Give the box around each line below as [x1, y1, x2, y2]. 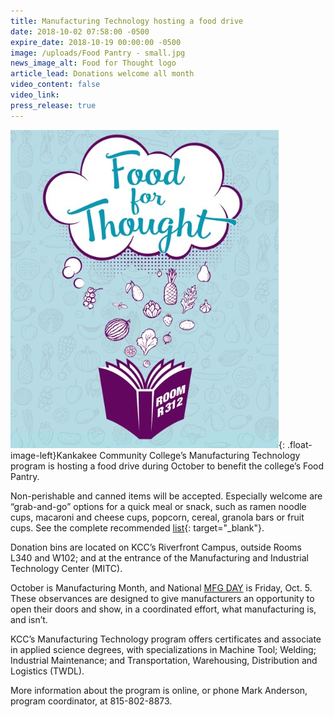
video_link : [10, 90, 60, 100]
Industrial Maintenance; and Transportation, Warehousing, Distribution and [10, 654, 318, 666]
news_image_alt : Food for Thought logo [10, 58, 177, 69]
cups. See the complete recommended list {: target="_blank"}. [10, 521, 265, 534]
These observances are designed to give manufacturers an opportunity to [10, 592, 315, 604]
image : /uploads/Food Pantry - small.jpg [10, 48, 186, 58]
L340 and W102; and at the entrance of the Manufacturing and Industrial [10, 551, 309, 564]
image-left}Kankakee [10, 449, 98, 461]
